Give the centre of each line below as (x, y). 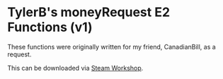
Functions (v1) (50, 27)
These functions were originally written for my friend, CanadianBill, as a (111, 47)
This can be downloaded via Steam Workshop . (75, 68)
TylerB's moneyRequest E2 (89, 12)
